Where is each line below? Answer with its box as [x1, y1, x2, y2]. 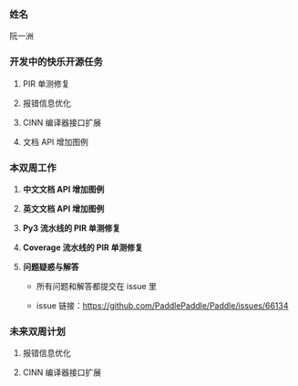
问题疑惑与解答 [22, 261, 79, 272]
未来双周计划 [9, 325, 67, 338]
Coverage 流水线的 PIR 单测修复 [22, 242, 143, 253]
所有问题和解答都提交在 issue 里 [36, 280, 158, 291]
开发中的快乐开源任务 [9, 56, 103, 68]
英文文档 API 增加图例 [22, 203, 105, 214]
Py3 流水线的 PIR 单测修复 [22, 222, 121, 234]
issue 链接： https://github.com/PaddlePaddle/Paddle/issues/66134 [36, 299, 289, 311]
